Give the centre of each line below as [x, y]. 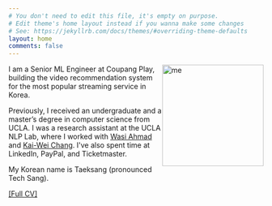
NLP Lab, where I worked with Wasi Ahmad [80, 137]
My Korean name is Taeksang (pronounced [80, 170]
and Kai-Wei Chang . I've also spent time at [79, 145]
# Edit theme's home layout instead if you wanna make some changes [126, 24]
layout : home [30, 39]
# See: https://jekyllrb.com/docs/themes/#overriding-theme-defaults [128, 31]
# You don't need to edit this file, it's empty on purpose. [114, 16]
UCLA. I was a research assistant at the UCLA [85, 128]
